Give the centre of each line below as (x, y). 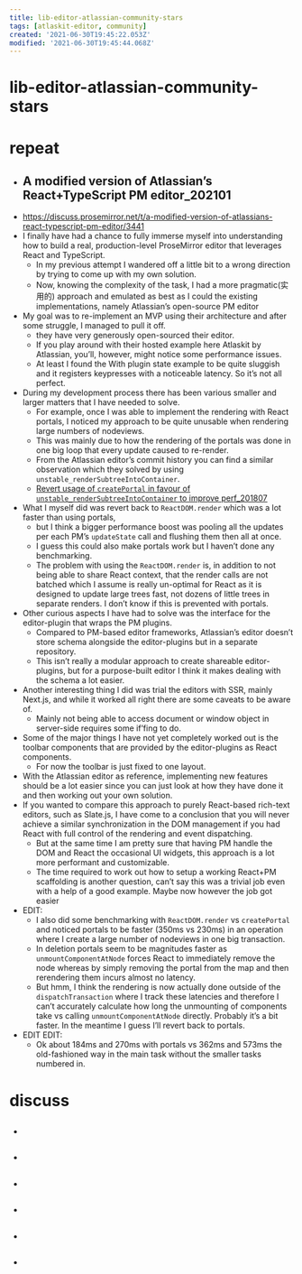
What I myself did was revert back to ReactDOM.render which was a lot (152, 508)
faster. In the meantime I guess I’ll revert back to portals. (140, 1026)
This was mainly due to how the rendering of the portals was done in (163, 441)
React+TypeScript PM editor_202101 (127, 195)
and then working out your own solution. (97, 796)
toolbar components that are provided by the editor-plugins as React (150, 748)
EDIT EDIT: (42, 1035)
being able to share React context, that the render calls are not (152, 575)
